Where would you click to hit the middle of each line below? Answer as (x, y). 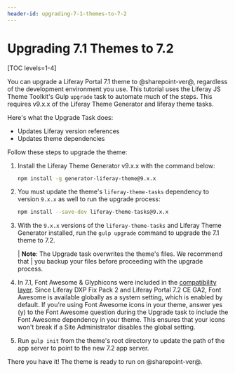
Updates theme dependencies (61, 138)
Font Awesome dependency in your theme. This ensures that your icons (121, 320)
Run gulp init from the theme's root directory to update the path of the (121, 341)
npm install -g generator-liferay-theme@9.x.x (87, 178)
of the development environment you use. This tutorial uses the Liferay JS (114, 89)
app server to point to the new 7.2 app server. (83, 348)
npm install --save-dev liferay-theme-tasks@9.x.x (93, 212)
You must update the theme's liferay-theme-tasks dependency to (113, 192)
